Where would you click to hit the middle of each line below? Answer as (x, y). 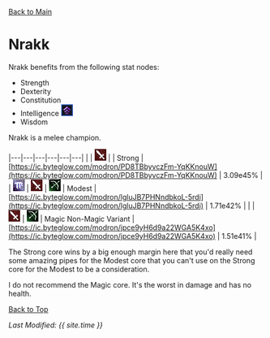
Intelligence (39, 113)
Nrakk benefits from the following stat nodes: (84, 67)
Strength (35, 82)
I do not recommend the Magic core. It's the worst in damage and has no (130, 284)
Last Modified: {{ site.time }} (56, 325)
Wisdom (34, 122)
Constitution (41, 100)
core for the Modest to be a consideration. (79, 269)
